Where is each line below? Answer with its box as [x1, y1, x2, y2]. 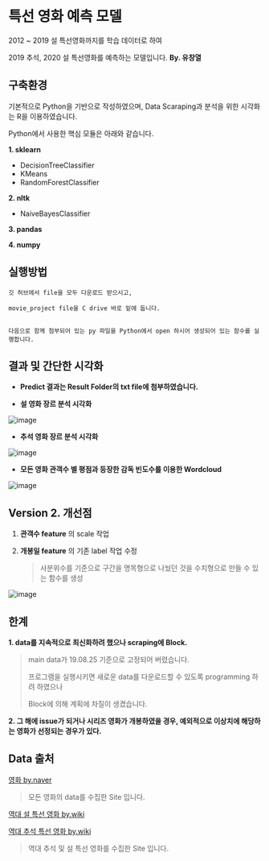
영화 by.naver [8, 775, 52, 784]
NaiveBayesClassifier [19, 209, 91, 218]
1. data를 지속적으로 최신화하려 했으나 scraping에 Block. [8, 638, 188, 647]
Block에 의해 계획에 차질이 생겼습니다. [27, 699, 148, 709]
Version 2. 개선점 [8, 506, 92, 519]
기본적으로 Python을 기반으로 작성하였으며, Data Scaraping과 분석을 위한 [8, 101, 239, 111]
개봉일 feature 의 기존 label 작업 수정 [19, 546, 138, 556]
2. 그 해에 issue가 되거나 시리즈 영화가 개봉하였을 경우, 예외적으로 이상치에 [8, 716, 240, 726]
